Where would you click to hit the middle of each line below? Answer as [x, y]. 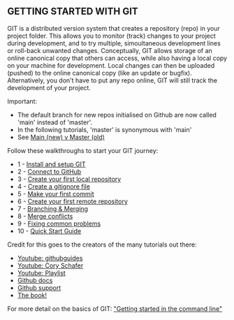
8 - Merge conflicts [45, 216]
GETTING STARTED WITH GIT [73, 12]
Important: [22, 101]
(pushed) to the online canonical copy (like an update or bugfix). [100, 73]
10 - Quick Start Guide [49, 231]
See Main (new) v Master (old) [61, 137]
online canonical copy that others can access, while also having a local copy [117, 58]
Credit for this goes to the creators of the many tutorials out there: [102, 245]
